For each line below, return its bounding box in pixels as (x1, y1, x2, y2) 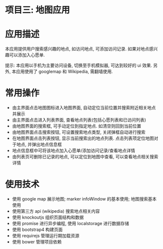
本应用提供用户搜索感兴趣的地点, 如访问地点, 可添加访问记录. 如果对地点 (5, 46, 149, 52)
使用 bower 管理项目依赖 (12, 239, 62, 245)
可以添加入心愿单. (9, 52, 45, 58)
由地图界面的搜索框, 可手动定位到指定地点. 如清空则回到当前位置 (12, 123, 142, 129)
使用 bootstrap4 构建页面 (12, 226, 63, 232)
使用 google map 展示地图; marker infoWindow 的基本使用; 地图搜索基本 (12, 196, 157, 201)
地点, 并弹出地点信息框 (16, 142, 62, 148)
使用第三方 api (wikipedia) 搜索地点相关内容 (12, 208, 100, 214)
